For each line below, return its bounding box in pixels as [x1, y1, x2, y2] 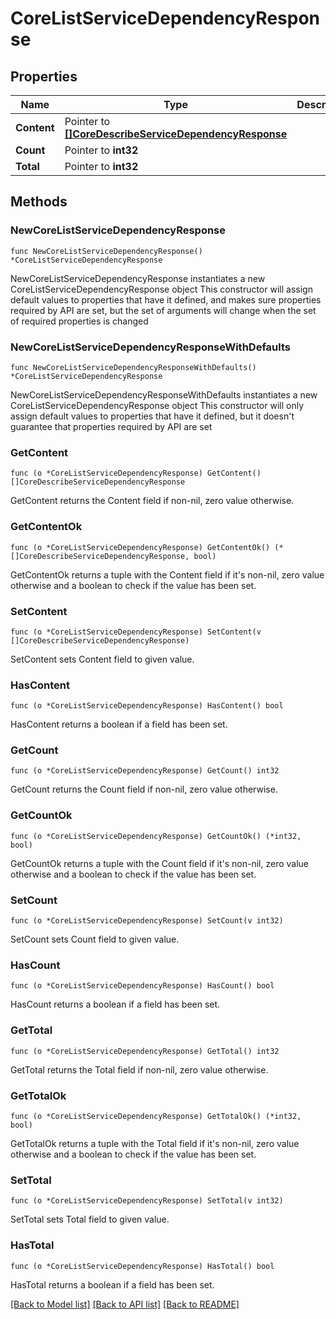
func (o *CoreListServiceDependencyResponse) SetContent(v [10, 627, 262, 637]
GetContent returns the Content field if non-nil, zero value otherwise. [10, 495, 295, 507]
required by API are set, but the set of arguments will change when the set [10, 304, 317, 316]
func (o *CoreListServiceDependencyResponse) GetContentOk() [10, 542, 271, 552]
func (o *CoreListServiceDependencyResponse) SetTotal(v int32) [10, 1196, 284, 1206]
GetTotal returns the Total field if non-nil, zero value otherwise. [10, 1063, 269, 1076]
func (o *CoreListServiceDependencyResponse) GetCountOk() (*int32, [10, 831, 302, 841]
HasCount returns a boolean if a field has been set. [10, 998, 221, 1011]
